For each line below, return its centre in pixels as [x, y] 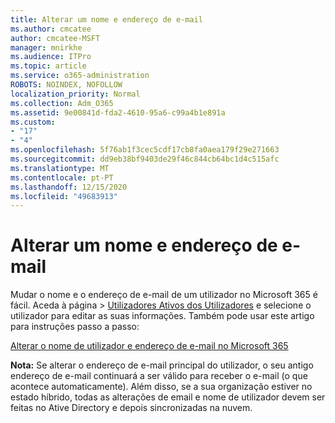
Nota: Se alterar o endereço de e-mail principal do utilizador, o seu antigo [162, 365]
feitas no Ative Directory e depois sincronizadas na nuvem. [131, 408]
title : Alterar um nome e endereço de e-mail [106, 19]
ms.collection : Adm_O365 [62, 103]
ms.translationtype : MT [60, 168]
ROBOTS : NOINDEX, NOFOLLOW [66, 85]
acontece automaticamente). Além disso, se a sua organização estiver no [161, 387]
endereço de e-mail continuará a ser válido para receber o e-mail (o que [159, 376]
